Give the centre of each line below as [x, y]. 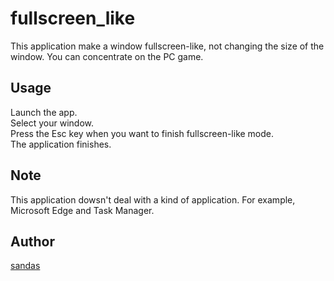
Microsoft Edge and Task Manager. [82, 210]
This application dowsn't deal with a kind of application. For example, [153, 199]
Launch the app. [44, 112]
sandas [25, 266]
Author [32, 241]
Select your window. [52, 123]
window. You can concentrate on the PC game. [107, 56]
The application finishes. [61, 144]
